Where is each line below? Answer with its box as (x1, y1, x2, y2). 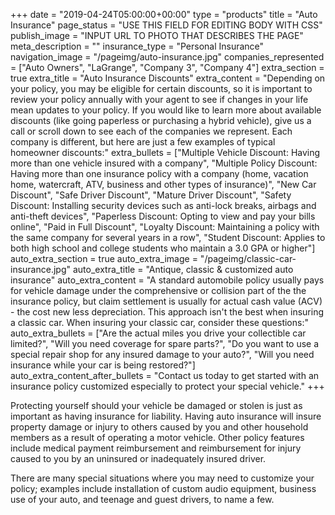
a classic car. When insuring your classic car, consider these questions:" (10, 317, 309, 328)
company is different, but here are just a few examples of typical (10, 136, 276, 148)
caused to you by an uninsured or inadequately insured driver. (10, 453, 267, 464)
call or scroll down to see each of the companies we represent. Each (10, 125, 293, 137)
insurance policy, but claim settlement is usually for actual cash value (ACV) (10, 295, 323, 307)
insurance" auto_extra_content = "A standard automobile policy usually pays (10, 274, 325, 286)
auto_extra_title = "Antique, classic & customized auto (72, 264, 294, 275)
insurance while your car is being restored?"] (10, 359, 196, 371)
